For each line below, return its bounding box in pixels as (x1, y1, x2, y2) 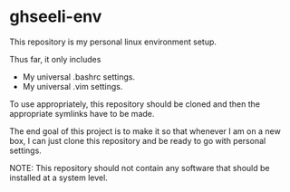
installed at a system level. (9, 172, 109, 183)
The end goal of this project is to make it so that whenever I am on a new (9, 125, 281, 137)
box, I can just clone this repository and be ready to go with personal (9, 135, 266, 146)
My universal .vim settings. (22, 81, 123, 91)
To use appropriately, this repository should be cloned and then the (9, 98, 261, 110)
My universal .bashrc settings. (22, 71, 136, 82)
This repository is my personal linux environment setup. (9, 36, 217, 47)
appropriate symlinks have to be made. (9, 108, 155, 119)
